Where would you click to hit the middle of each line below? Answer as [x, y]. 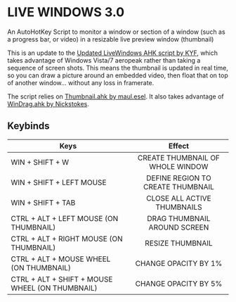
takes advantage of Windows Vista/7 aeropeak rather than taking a [104, 60]
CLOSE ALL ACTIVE [179, 198]
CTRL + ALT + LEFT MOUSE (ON [65, 218]
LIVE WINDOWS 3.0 [66, 12]
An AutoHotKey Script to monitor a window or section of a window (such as [117, 32]
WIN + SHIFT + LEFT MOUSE [59, 182]
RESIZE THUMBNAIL [179, 243]
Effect [179, 146]
